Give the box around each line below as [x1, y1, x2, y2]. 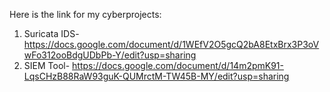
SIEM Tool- [23, 60, 71, 71]
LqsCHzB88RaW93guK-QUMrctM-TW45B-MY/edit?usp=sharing [23, 70, 290, 82]
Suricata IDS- [23, 28, 80, 39]
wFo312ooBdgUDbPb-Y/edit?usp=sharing [23, 49, 197, 61]
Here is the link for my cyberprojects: [9, 9, 162, 20]
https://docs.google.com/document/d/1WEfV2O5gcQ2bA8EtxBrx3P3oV [23, 39, 320, 50]
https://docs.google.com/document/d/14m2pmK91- [72, 60, 284, 71]
